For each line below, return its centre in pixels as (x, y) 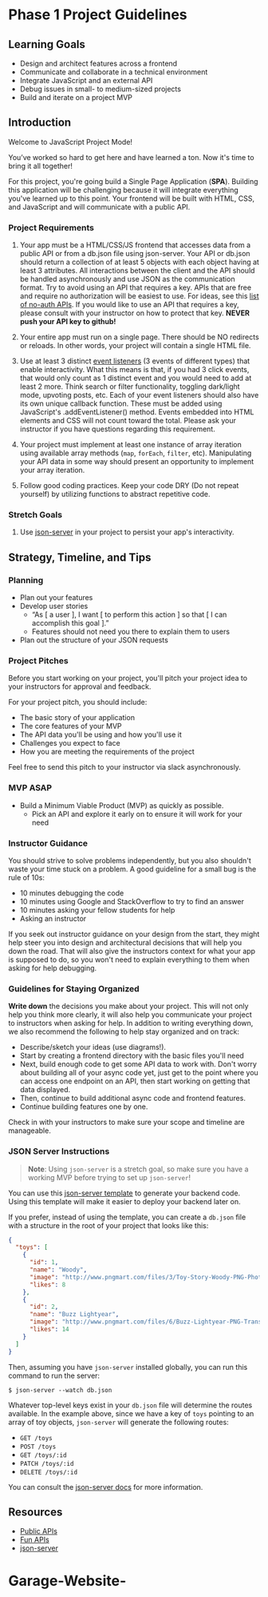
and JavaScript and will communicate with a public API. (99, 206)
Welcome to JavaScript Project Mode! (71, 142)
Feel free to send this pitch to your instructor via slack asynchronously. (125, 767)
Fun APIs (34, 1540)
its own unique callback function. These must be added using (121, 404)
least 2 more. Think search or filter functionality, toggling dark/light (130, 386)
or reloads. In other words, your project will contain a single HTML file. (135, 346)
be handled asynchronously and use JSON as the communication (127, 279)
